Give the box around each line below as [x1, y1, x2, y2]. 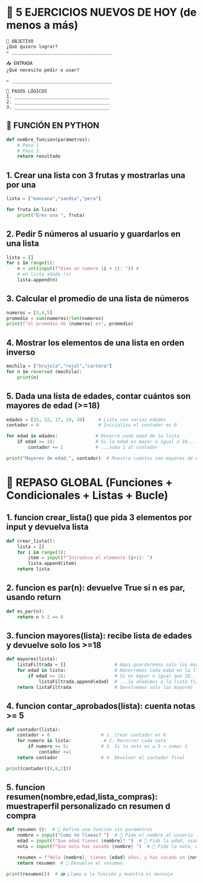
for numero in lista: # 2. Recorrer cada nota [17, 738, 166, 744]
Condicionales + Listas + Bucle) [6, 489, 169, 502]
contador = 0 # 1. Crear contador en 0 [17, 732, 166, 738]
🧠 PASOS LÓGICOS [6, 88, 47, 94]
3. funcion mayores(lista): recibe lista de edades [6, 631, 192, 641]
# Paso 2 [17, 148, 39, 154]
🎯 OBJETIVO [6, 38, 34, 44]
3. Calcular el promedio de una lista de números [6, 293, 189, 304]
